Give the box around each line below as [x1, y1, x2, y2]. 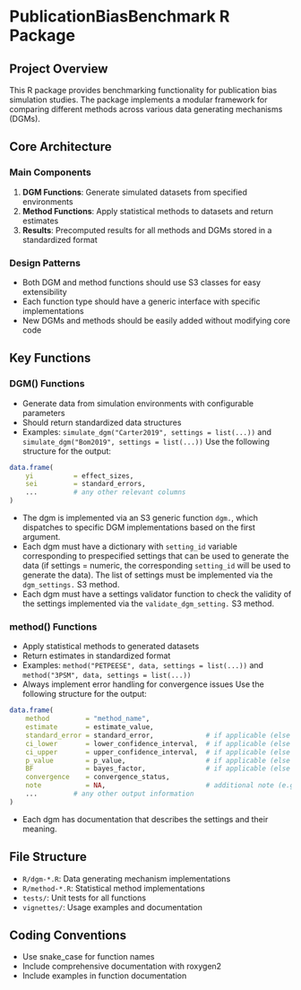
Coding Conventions [9, 928, 127, 943]
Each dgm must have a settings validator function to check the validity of [21, 589, 292, 600]
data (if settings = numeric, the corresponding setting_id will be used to [21, 560, 291, 571]
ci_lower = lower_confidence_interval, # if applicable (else [25, 739, 291, 748]
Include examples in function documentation [21, 970, 187, 981]
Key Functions [9, 351, 91, 366]
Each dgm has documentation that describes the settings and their [21, 813, 269, 824]
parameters [21, 407, 65, 418]
